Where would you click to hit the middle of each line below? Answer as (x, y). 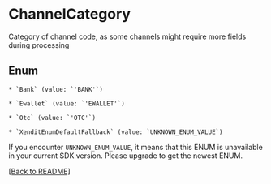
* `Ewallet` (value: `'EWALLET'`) (67, 103)
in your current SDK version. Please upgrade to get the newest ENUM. (126, 156)
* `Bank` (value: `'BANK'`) (56, 89)
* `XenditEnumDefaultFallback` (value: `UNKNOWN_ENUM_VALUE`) (116, 132)
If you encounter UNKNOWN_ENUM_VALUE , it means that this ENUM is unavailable (136, 147)
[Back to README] (39, 171)
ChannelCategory (70, 14)
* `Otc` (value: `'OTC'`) (52, 118)
